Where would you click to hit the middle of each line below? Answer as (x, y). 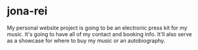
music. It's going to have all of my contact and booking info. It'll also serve (100, 34)
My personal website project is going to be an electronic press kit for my (97, 28)
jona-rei (27, 11)
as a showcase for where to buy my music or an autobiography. (86, 40)
